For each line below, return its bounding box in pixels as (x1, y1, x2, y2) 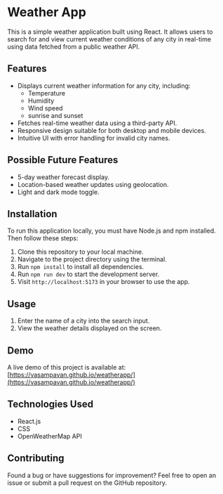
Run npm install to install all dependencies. (17, 263, 144, 271)
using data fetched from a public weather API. (7, 42, 140, 51)
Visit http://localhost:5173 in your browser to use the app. (17, 278, 191, 286)
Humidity (27, 96, 55, 105)
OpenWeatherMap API (17, 431, 82, 440)
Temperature (27, 89, 65, 97)
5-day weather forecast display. (17, 173, 110, 181)
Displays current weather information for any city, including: (17, 82, 191, 90)
